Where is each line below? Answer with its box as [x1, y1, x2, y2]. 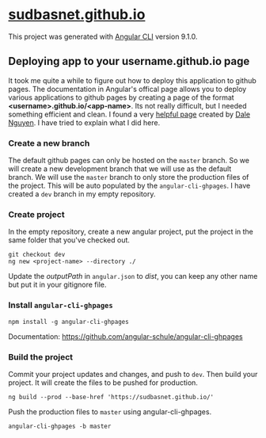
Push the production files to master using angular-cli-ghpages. [8, 406, 212, 417]
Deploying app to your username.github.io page [8, 55, 250, 68]
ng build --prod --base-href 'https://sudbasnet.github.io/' [8, 393, 215, 401]
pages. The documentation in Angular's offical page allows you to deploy [8, 84, 247, 93]
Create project [8, 208, 65, 219]
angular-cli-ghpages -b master [8, 422, 112, 430]
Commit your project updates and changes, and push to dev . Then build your [8, 369, 258, 379]
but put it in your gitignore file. [8, 280, 107, 290]
